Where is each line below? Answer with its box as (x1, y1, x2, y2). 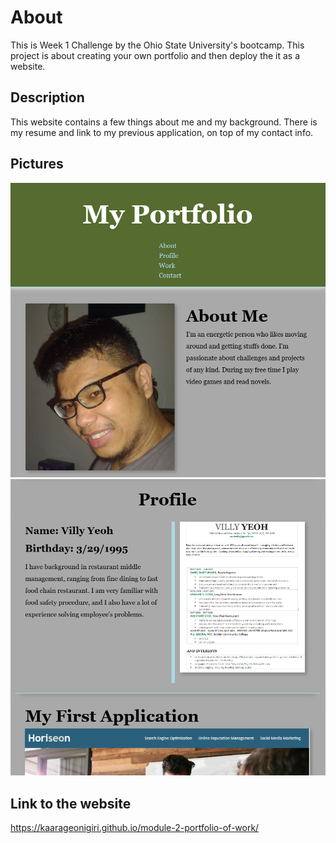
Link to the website (10, 795, 132, 812)
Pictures (10, 156, 64, 173)
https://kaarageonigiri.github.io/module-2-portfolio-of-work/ (10, 822, 260, 834)
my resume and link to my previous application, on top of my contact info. (10, 126, 314, 138)
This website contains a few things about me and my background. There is (10, 116, 318, 128)
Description (10, 89, 85, 106)
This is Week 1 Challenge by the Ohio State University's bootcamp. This (10, 39, 305, 51)
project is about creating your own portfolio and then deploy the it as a (10, 49, 301, 61)
